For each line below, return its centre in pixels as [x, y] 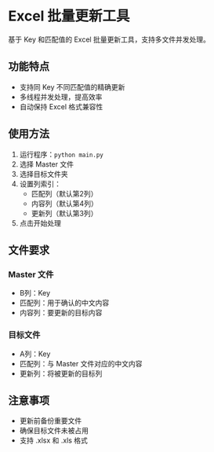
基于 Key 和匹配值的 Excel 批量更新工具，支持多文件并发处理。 [109, 39]
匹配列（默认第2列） [64, 193]
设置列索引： [40, 184]
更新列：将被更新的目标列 [61, 373]
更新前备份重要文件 [51, 421]
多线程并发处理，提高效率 [61, 97]
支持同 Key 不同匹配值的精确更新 [72, 86]
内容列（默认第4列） [64, 203]
